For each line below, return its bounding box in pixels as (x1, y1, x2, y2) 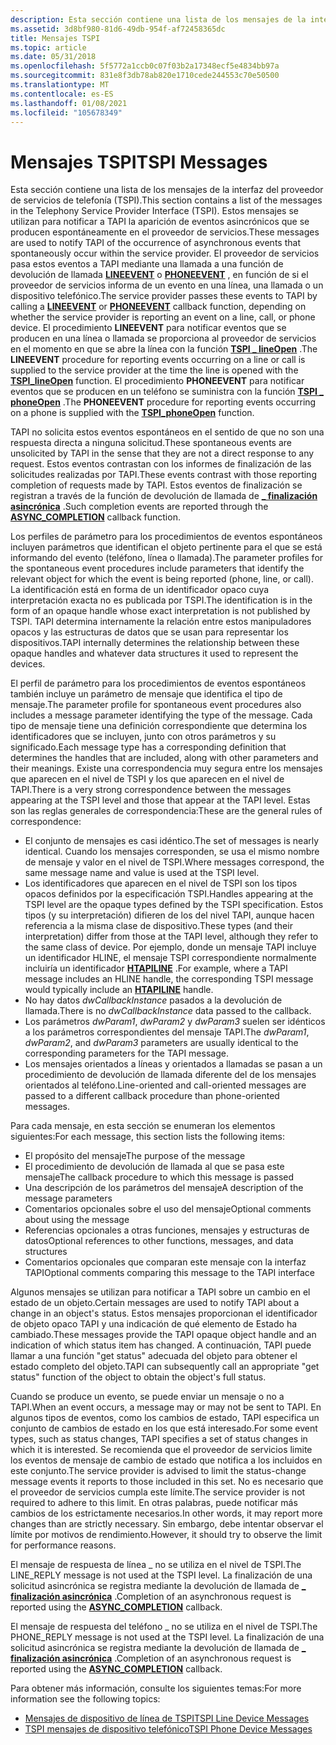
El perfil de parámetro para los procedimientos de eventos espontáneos (10, 677, 307, 690)
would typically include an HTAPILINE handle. (24, 984, 214, 996)
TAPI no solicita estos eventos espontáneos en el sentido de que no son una (10, 426, 325, 438)
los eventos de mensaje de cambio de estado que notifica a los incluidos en (10, 1454, 323, 1466)
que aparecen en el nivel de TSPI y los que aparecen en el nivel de (10, 773, 285, 785)
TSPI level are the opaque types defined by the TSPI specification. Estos (24, 899, 324, 911)
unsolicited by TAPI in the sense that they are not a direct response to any (10, 447, 315, 460)
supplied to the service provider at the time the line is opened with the (10, 364, 299, 376)
